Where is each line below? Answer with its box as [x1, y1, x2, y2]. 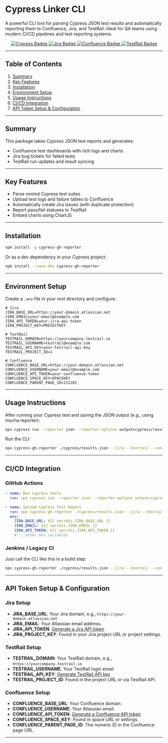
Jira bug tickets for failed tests [12, 153, 75, 159]
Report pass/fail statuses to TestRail [12, 207, 86, 213]
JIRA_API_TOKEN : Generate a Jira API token [12, 626, 104, 632]
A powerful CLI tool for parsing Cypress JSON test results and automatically [5, 20, 162, 26]
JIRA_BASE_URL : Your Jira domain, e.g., [12, 611, 96, 617]
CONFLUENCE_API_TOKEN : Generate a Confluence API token [12, 711, 141, 717]
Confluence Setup [5, 689, 50, 696]
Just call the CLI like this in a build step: [5, 556, 86, 562]
